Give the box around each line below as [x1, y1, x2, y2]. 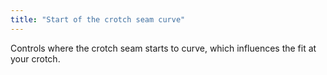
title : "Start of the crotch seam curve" [10, 14, 186, 25]
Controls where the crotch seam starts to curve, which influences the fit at [10, 42, 317, 54]
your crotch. [10, 52, 61, 65]
